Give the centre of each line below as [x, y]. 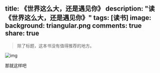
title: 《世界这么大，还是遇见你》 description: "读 [80, 9]
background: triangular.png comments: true [73, 26]
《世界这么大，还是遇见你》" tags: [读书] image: [78, 18]
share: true [22, 33]
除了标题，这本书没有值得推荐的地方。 [55, 46]
